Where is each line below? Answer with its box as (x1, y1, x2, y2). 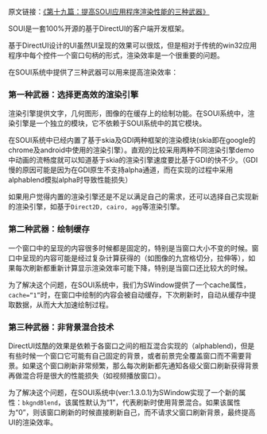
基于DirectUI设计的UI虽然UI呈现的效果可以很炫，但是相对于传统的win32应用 (8, 40, 257, 50)
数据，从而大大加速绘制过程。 (14, 300, 113, 309)
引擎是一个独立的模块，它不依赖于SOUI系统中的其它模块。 (14, 118, 207, 129)
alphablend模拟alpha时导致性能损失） (8, 175, 133, 185)
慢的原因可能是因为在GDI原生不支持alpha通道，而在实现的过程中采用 (8, 165, 234, 175)
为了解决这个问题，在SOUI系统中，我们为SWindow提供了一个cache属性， (8, 280, 250, 290)
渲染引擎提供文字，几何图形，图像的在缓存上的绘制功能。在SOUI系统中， (8, 109, 248, 118)
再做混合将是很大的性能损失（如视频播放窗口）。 (8, 371, 165, 380)
